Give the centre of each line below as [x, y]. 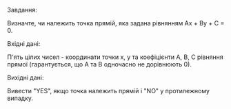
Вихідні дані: [26, 77]
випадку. [20, 98]
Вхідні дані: [24, 44]
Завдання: [22, 10]
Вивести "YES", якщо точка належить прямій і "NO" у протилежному [109, 91]
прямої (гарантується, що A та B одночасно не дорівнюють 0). [99, 64]
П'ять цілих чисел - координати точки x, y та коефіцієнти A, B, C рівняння [115, 57]
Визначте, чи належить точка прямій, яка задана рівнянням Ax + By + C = [116, 23]
